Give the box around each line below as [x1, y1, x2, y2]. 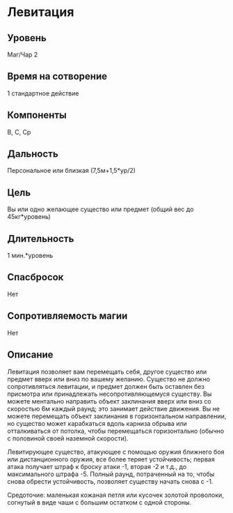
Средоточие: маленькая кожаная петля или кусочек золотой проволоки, [7, 491, 224, 499]
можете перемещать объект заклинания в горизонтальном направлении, [7, 412, 227, 420]
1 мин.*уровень [7, 252, 54, 260]
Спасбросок [7, 271, 64, 283]
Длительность [7, 233, 74, 245]
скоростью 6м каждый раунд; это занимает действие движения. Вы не [7, 404, 220, 413]
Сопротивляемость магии [7, 310, 128, 322]
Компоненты [7, 109, 67, 121]
